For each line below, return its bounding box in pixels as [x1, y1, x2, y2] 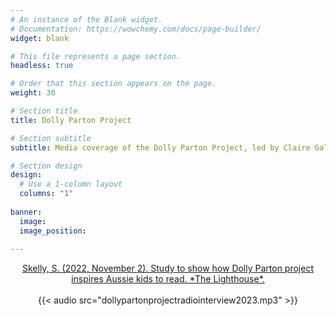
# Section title [10, 106, 78, 116]
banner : [10, 207, 43, 217]
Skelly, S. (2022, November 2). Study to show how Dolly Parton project [21, 262, 315, 275]
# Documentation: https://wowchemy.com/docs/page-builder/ [10, 24, 262, 34]
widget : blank [10, 33, 70, 43]
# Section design [10, 161, 83, 171]
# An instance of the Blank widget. [10, 14, 163, 25]
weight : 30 [10, 88, 56, 98]
